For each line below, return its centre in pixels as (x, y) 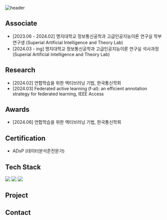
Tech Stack (23, 167)
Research (20, 70)
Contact (18, 212)
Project (17, 195)
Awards (17, 109)
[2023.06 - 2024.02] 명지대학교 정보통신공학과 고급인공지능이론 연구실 (82, 36)
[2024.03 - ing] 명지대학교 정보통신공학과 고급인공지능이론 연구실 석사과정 (85, 49)
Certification (25, 138)
